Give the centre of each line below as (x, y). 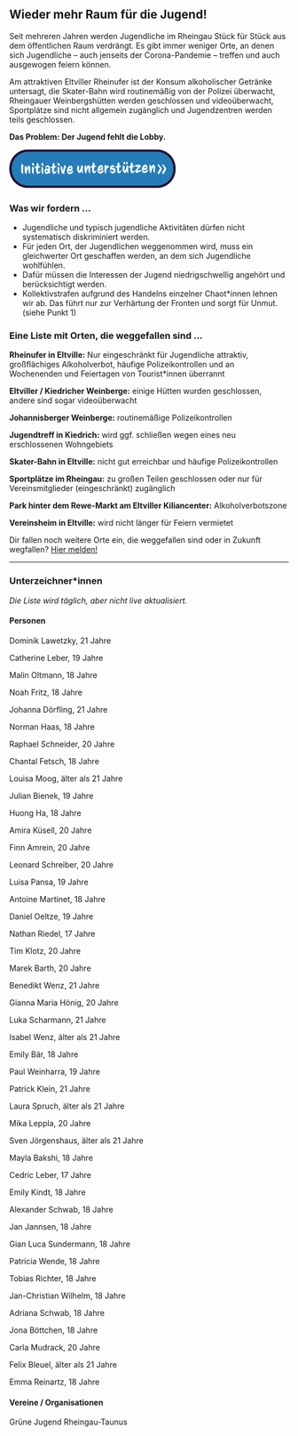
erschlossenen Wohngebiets (61, 445)
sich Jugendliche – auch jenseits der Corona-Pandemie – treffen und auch (145, 55)
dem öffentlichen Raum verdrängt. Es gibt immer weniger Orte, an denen (142, 45)
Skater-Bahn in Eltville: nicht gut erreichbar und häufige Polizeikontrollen (144, 462)
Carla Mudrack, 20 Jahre (55, 1347)
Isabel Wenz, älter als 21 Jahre (65, 1037)
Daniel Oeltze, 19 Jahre (51, 916)
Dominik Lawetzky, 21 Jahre (60, 641)
